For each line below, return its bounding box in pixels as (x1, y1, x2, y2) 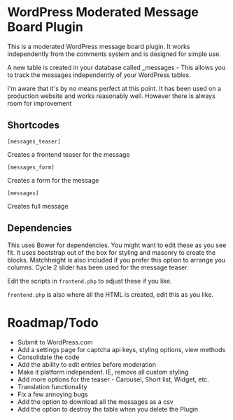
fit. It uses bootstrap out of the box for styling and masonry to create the (7, 248, 216, 256)
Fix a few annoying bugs (17, 390, 89, 398)
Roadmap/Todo (7, 314, 99, 330)
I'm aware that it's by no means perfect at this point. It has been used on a (7, 84, 222, 92)
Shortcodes (7, 120, 59, 132)
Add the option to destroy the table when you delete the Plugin (17, 405, 198, 413)
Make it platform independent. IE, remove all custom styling (17, 367, 189, 376)
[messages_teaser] (7, 138, 61, 145)
